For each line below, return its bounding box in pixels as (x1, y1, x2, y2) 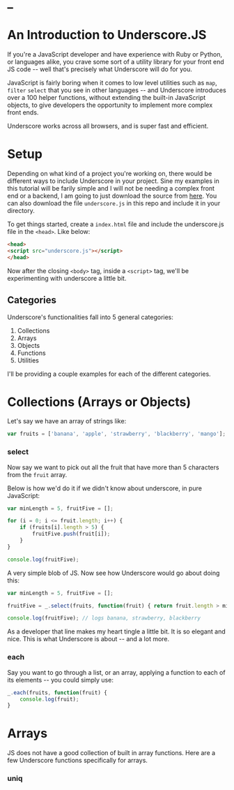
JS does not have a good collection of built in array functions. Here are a (7, 749, 216, 757)
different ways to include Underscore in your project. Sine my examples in (7, 177, 219, 185)
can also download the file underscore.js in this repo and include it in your (7, 199, 221, 207)
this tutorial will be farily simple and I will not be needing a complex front (7, 184, 214, 193)
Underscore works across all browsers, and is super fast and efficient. (7, 122, 209, 131)
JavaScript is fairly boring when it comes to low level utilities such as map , (7, 79, 217, 87)
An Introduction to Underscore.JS (7, 27, 207, 43)
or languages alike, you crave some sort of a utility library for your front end (7, 58, 224, 66)
